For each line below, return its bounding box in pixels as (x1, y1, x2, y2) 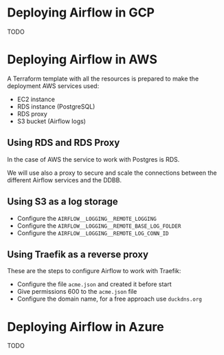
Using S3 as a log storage (7, 196, 118, 208)
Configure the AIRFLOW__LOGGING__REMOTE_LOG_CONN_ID (16, 228, 169, 237)
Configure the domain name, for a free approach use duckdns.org (16, 294, 203, 303)
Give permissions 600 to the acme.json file (16, 288, 137, 296)
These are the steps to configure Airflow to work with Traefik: (7, 267, 181, 275)
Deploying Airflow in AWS (7, 52, 158, 67)
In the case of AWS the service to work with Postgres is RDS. (7, 155, 180, 163)
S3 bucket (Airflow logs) (16, 117, 86, 125)
